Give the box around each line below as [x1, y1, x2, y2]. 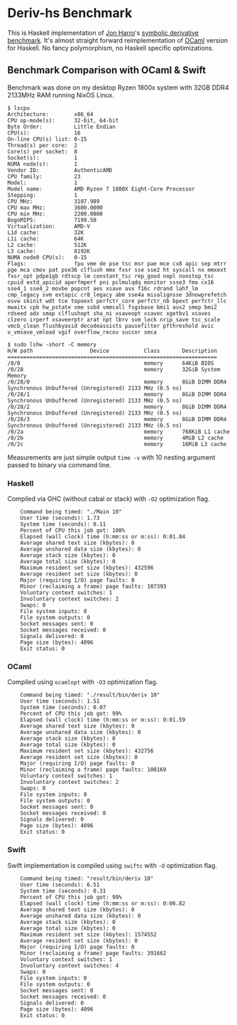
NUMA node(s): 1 [7, 160, 78, 168]
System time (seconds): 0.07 [20, 704, 106, 711]
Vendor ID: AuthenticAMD [7, 166, 113, 174]
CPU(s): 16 [7, 129, 81, 137]
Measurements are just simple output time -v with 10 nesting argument [7, 453, 216, 462]
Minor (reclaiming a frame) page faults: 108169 [20, 766, 167, 773]
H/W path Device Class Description [7, 347, 218, 354]
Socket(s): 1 [7, 154, 78, 161]
